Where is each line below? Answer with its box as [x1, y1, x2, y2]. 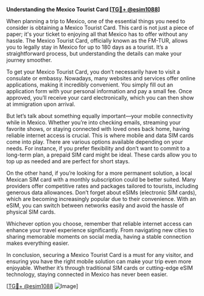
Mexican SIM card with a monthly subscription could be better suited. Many [6, 176, 196, 183]
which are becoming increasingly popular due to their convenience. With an [6, 196, 196, 202]
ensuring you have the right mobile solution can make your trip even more [6, 258, 192, 265]
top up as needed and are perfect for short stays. [6, 158, 130, 164]
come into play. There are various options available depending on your [6, 138, 183, 146]
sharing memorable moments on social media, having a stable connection [6, 233, 192, 240]
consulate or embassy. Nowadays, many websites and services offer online [6, 75, 196, 82]
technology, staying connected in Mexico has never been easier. [6, 271, 168, 278]
